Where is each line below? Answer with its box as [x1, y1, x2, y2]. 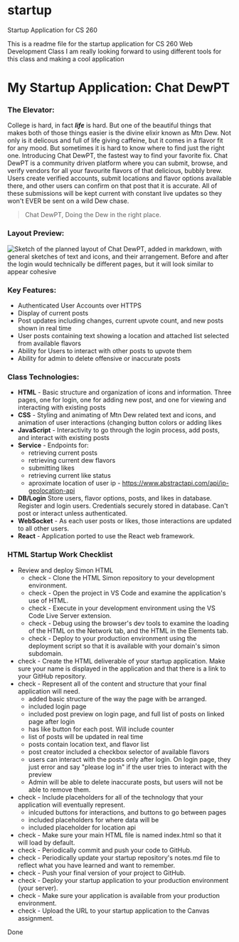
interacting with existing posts [17, 403, 106, 412]
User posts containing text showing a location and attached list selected [17, 332, 229, 340]
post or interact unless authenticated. [17, 509, 128, 518]
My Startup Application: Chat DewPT [7, 80, 230, 96]
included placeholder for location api [28, 823, 137, 832]
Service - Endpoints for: [17, 441, 89, 450]
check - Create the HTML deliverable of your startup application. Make [17, 656, 225, 665]
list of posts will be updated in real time [28, 732, 144, 740]
